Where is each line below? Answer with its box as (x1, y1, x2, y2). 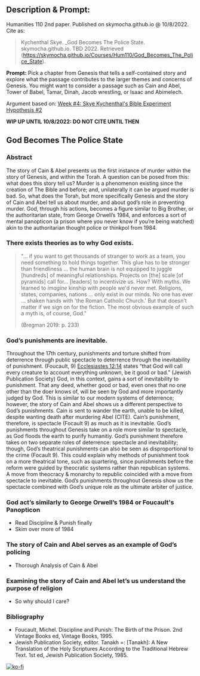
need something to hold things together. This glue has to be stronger (20, 258, 190, 266)
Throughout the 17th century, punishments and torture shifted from (6, 350, 171, 357)
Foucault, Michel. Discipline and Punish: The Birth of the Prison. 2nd (14, 626, 183, 634)
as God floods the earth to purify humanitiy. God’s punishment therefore (6, 433, 183, 440)
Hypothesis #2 (6, 106, 42, 113)
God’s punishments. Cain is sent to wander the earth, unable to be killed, (6, 407, 185, 415)
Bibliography (6, 613, 44, 621)
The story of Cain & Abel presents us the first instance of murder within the (6, 167, 191, 174)
